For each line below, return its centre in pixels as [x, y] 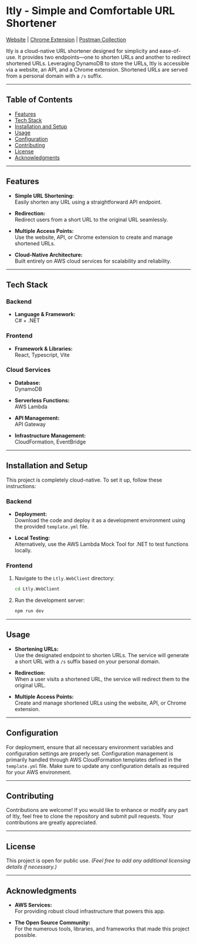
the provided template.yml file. [52, 526]
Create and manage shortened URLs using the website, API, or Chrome [100, 703]
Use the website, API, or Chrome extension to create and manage [94, 237]
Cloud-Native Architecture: [49, 255]
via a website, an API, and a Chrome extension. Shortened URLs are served [97, 69]
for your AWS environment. [39, 772]
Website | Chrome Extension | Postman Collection [66, 39]
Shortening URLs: [36, 649]
